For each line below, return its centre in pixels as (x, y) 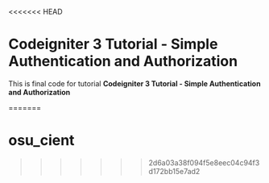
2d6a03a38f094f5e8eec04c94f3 (204, 162)
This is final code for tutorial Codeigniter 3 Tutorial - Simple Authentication (134, 83)
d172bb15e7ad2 (174, 171)
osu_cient (41, 141)
